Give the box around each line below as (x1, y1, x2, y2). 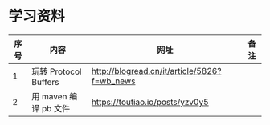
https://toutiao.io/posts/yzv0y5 (91, 96, 209, 107)
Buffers (31, 76, 59, 87)
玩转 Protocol (31, 66, 82, 77)
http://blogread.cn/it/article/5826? (91, 65, 222, 76)
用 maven (31, 91, 67, 102)
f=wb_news (91, 75, 136, 87)
